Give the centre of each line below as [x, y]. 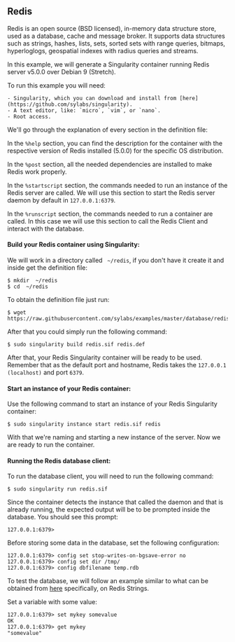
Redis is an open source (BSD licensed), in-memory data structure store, [112, 28]
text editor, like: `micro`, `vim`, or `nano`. [90, 110]
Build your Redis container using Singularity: [73, 245]
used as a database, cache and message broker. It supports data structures [116, 36]
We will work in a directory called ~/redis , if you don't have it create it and [116, 260]
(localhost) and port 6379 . [45, 373]
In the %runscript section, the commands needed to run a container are [110, 214]
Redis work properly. [37, 172]
